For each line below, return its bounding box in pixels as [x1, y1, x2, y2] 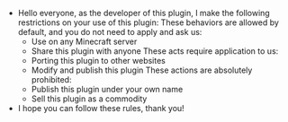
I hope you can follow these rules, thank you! [17, 103, 184, 113]
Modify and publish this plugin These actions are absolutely [31, 65, 253, 75]
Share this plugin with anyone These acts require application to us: [31, 46, 279, 57]
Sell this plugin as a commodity [31, 93, 148, 104]
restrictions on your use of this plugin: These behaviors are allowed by [17, 17, 279, 28]
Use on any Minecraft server [31, 36, 138, 47]
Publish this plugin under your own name [31, 84, 184, 94]
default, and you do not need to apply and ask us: [17, 27, 202, 37]
